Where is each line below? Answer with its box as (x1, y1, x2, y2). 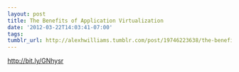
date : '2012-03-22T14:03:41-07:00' (7, 24, 113, 31)
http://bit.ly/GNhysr (7, 56, 64, 65)
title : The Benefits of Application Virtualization (7, 17, 164, 24)
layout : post (7, 10, 46, 18)
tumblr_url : (7, 37, 43, 44)
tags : (7, 30, 23, 38)
